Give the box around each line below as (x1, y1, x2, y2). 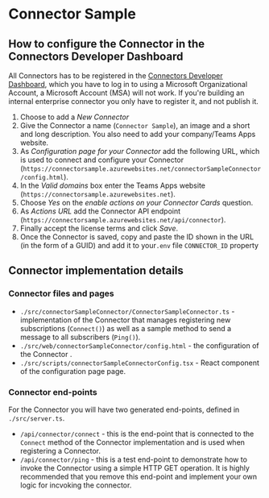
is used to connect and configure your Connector (19, 155, 184, 164)
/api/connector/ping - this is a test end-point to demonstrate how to (19, 454, 248, 464)
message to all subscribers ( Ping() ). (19, 332, 141, 342)
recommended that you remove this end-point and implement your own (19, 471, 258, 481)
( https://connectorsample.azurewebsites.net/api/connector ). (19, 215, 226, 224)
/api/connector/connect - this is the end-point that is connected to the (19, 429, 255, 438)
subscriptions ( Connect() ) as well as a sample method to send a (19, 323, 232, 333)
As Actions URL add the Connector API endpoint (19, 206, 181, 216)
